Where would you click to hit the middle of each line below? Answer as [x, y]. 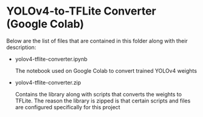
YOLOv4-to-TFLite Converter [81, 11]
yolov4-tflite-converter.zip [48, 82]
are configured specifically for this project [67, 107]
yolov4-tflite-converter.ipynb [51, 59]
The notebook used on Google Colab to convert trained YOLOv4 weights [106, 70]
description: [21, 47]
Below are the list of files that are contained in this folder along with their [97, 41]
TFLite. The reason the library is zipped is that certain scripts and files [103, 101]
